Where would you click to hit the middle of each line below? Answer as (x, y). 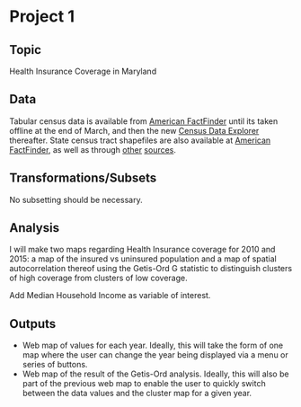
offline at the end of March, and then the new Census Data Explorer (134, 130)
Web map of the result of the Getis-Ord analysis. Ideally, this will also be (155, 374)
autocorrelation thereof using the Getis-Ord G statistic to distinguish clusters (151, 269)
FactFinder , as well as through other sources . (93, 149)
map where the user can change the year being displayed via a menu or (155, 355)
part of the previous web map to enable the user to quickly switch (144, 384)
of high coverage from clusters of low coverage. (98, 278)
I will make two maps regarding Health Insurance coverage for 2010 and (142, 250)
